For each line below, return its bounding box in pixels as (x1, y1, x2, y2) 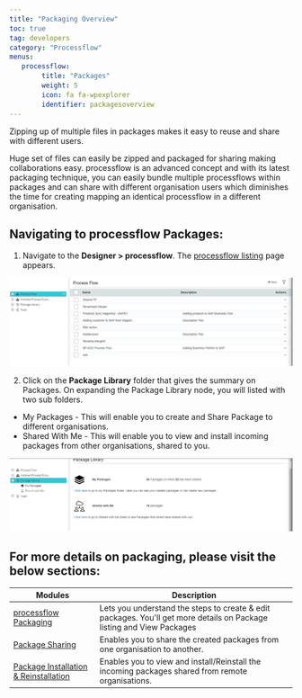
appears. (22, 260, 56, 271)
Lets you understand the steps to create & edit (99, 603, 271, 613)
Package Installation (13, 661, 88, 672)
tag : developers (9, 33, 70, 42)
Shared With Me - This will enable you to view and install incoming (22, 430, 269, 441)
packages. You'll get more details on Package (99, 612, 268, 622)
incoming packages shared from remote (99, 666, 248, 676)
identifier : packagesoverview (41, 100, 155, 109)
